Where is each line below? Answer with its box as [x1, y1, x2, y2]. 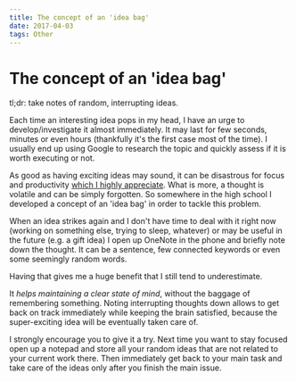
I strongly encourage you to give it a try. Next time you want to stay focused [9, 334, 288, 345]
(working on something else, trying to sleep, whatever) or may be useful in [9, 225, 283, 237]
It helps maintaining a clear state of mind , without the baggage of [9, 288, 251, 299]
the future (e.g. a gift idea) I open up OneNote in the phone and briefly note [9, 235, 285, 245]
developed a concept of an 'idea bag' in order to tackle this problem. [9, 198, 261, 210]
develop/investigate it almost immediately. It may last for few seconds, [9, 124, 267, 135]
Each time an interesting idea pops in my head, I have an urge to [9, 115, 245, 126]
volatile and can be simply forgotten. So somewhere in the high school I [9, 189, 272, 200]
